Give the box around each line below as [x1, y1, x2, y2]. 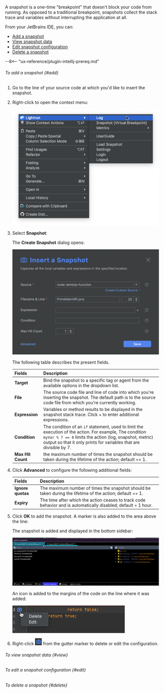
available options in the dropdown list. [43, 382, 120, 388]
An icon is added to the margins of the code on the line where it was [12, 591, 150, 597]
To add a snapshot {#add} [5, 69, 59, 75]
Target [14, 380, 28, 386]
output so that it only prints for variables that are [43, 439, 140, 445]
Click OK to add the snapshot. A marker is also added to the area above [12, 513, 156, 519]
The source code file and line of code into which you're [43, 390, 154, 395]
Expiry [14, 499, 28, 505]
